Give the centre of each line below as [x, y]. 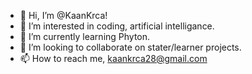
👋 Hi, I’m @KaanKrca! [63, 15]
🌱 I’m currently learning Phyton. [85, 36]
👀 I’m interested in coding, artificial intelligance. [117, 26]
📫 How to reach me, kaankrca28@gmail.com [113, 58]
